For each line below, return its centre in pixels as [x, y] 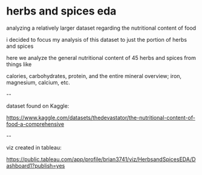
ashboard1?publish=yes [36, 165]
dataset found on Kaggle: [38, 106]
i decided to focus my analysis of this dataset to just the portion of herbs [97, 39]
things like [19, 64]
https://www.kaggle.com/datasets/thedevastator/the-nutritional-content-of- [101, 117]
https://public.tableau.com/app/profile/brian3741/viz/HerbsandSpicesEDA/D [101, 159]
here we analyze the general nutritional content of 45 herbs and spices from [101, 58]
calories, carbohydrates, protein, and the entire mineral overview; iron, [94, 76]
